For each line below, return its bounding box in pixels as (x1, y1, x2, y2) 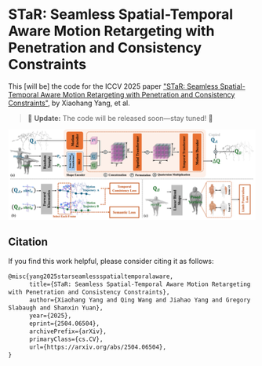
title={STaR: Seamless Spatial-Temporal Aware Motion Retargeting (28, 280, 251, 288)
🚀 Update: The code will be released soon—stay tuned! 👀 (27, 113, 213, 123)
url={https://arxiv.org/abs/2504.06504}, (28, 343, 167, 351)
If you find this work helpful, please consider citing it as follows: (8, 256, 214, 265)
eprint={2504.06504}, (28, 320, 100, 328)
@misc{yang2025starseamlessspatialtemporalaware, (8, 273, 174, 280)
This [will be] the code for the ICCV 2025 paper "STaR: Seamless (8, 81, 219, 91)
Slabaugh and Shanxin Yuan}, (8, 304, 104, 312)
